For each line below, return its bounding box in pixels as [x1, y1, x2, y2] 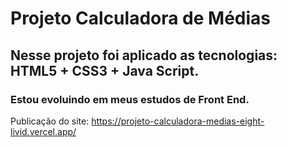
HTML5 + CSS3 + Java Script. [10, 62, 200, 79]
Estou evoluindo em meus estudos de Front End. [10, 92, 250, 106]
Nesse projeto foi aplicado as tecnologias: [10, 47, 278, 64]
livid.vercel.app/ [10, 125, 77, 137]
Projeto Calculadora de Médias [10, 7, 272, 30]
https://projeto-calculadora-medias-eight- [91, 115, 265, 127]
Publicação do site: [10, 115, 90, 127]
